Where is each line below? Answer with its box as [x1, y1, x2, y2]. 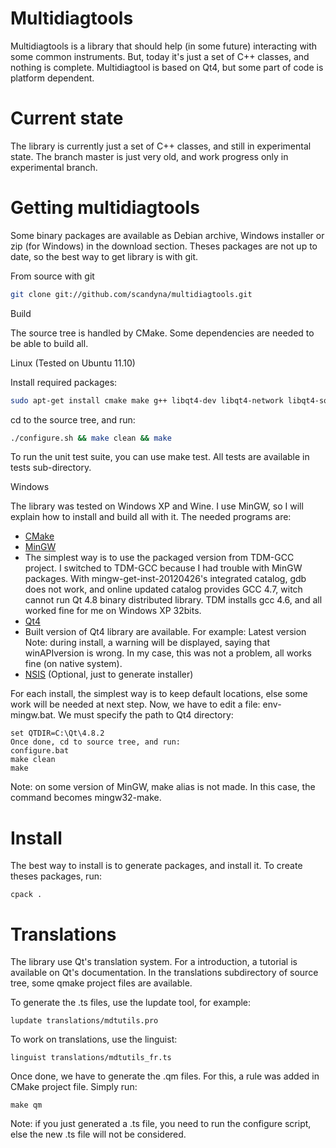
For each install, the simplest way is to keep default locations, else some [10, 688, 308, 700]
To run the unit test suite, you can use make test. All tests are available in [10, 451, 310, 463]
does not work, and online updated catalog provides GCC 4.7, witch [24, 583, 303, 596]
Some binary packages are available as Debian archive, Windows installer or [10, 229, 325, 241]
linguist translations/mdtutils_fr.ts [10, 1053, 172, 1063]
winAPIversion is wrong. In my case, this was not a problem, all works [24, 647, 312, 659]
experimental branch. [10, 161, 98, 173]
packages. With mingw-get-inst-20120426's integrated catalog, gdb [24, 573, 307, 585]
